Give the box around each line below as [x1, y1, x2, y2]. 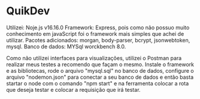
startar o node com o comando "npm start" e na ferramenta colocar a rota [6, 79, 189, 87]
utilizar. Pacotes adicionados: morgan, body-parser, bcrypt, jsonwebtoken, [6, 36, 190, 44]
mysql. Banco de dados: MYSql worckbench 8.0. [6, 43, 126, 50]
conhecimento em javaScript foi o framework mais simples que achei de [6, 30, 184, 37]
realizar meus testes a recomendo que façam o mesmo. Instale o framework [6, 61, 195, 68]
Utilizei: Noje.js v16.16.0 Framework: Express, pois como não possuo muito [6, 24, 190, 31]
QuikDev [6, 4, 50, 18]
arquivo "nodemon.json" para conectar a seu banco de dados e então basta [6, 73, 194, 81]
